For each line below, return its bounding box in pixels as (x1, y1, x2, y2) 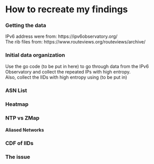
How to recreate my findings (5, 4, 129, 15)
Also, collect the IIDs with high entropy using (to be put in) (5, 74, 127, 80)
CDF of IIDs (5, 139, 34, 147)
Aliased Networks (5, 127, 44, 133)
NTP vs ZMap (5, 114, 40, 121)
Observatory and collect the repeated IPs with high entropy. (5, 68, 131, 75)
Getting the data (5, 22, 46, 29)
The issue (5, 153, 31, 160)
